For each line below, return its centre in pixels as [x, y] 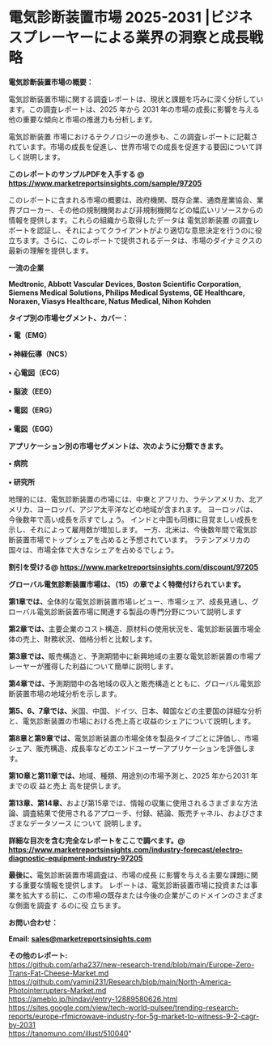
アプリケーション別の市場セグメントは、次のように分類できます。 [118, 446]
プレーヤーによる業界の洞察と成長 [136, 38]
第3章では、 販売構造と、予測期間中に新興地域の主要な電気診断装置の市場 [131, 656]
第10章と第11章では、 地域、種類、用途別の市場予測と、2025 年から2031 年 [133, 775]
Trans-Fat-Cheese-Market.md [59, 973]
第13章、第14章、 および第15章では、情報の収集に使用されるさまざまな [126, 803]
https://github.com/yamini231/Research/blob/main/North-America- [120, 981]
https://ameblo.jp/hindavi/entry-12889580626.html [93, 999]
